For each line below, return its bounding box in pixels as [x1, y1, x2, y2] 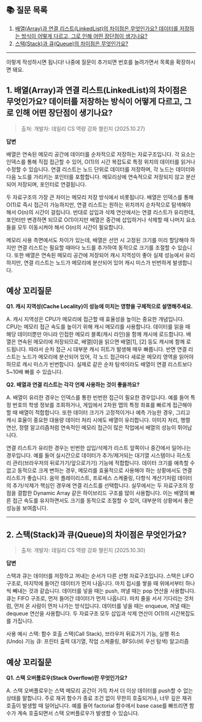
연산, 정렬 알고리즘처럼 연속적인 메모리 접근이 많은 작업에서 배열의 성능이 [6, 424, 176, 431]
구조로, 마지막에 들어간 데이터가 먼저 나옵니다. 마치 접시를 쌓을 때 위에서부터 [6, 580, 185, 587]
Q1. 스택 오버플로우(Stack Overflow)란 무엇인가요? [6, 674, 127, 682]
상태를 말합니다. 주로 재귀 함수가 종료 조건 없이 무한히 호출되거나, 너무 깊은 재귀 [6, 694, 192, 702]
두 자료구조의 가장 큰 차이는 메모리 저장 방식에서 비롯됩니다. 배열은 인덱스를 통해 [6, 193, 194, 201]
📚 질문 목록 [6, 5, 48, 16]
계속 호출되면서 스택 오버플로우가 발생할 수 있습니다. [17, 709, 139, 717]
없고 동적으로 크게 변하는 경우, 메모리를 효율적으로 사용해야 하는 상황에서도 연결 [6, 467, 192, 474]
